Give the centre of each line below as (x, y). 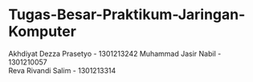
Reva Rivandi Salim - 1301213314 (62, 70)
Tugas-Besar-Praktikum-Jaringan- (127, 15)
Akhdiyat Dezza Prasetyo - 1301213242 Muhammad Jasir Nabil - (115, 53)
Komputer (42, 31)
